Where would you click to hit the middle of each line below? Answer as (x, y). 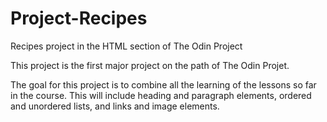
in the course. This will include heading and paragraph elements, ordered (161, 95)
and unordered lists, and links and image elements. (115, 106)
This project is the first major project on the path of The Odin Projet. (150, 65)
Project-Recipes (79, 18)
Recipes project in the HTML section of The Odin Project (126, 46)
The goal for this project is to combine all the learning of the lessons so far (163, 84)
